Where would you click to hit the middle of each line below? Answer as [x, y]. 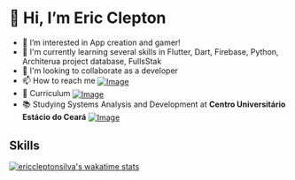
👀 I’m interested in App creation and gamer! [101, 42]
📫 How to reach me [58, 80]
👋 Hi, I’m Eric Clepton [88, 18]
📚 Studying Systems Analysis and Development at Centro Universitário [154, 104]
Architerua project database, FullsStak [92, 61]
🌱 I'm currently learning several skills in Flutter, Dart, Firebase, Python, [150, 51]
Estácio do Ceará [54, 116]
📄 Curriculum [46, 93]
